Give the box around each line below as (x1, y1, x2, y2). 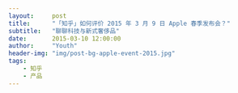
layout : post (8, 11, 67, 20)
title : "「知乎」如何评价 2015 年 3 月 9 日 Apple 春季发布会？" (8, 19, 231, 27)
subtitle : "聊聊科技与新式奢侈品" (8, 27, 120, 35)
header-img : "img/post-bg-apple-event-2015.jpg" (8, 49, 176, 57)
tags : (8, 57, 27, 66)
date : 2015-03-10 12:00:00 (8, 34, 121, 43)
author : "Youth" (8, 42, 79, 50)
